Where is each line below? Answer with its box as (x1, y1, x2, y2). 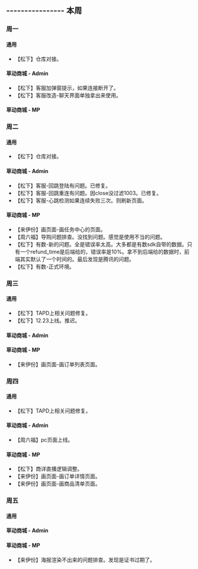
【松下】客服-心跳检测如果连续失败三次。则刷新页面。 (14, 197, 148, 204)
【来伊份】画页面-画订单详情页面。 (14, 473, 101, 480)
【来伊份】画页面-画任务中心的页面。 (14, 225, 106, 233)
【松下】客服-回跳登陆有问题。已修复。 (14, 182, 111, 189)
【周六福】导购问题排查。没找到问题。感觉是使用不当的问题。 (14, 233, 166, 240)
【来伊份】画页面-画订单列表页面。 (14, 360, 101, 367)
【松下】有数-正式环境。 (14, 263, 75, 270)
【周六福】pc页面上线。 (14, 436, 74, 444)
